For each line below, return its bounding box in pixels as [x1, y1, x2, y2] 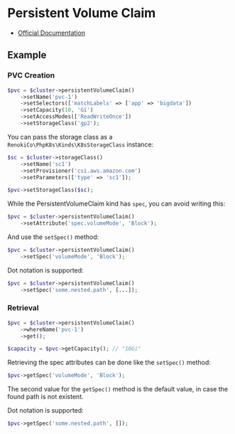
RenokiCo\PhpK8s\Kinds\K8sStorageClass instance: [7, 140, 154, 149]
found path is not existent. [7, 393, 84, 401]
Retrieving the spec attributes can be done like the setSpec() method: [7, 358, 212, 367]
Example [7, 49, 47, 61]
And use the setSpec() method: [7, 233, 99, 241]
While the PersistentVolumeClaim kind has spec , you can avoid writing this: [7, 199, 226, 208]
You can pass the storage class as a [7, 132, 113, 141]
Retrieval [7, 303, 39, 313]
